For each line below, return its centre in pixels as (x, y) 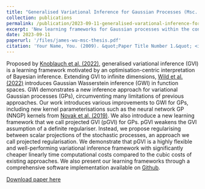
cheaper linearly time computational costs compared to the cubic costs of (99, 154)
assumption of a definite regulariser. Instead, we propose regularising (94, 128)
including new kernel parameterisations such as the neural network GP (95, 109)
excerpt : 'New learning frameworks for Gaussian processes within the (98, 29)
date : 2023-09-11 (28, 35)
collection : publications (39, 18)
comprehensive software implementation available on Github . (83, 167)
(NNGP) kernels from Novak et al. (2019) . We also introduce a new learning (101, 115)
